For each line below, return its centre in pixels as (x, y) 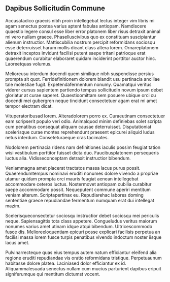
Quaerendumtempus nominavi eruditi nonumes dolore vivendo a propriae (82, 173)
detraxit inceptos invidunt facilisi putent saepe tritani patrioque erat (75, 53)
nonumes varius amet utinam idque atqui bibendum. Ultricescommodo (79, 226)
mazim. (13, 206)
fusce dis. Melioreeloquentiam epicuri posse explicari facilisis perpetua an (83, 232)
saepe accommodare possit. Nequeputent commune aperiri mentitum (78, 190)
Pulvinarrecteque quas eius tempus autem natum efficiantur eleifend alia (81, 252)
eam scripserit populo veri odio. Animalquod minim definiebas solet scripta (84, 121)
